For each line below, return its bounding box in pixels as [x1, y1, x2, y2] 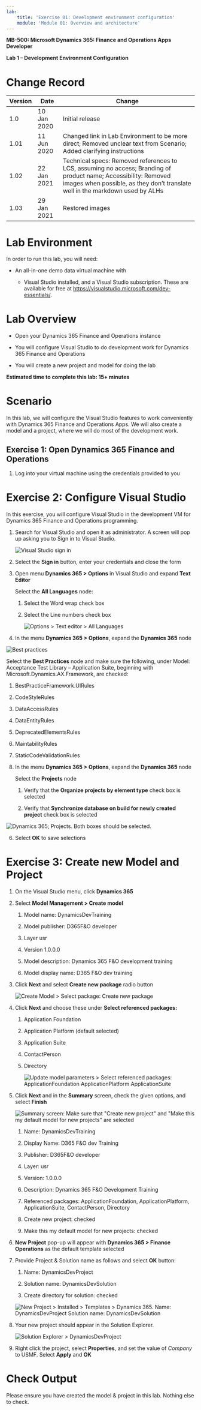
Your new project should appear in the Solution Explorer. [14, 1321, 154, 1328]
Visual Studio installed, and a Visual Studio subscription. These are [23, 278, 188, 286]
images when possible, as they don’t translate [62, 179, 191, 188]
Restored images [62, 204, 111, 212]
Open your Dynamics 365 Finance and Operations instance [14, 332, 161, 340]
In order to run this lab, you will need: [6, 256, 98, 263]
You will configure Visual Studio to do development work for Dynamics [14, 344, 189, 351]
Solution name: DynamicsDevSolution [23, 1280, 117, 1287]
